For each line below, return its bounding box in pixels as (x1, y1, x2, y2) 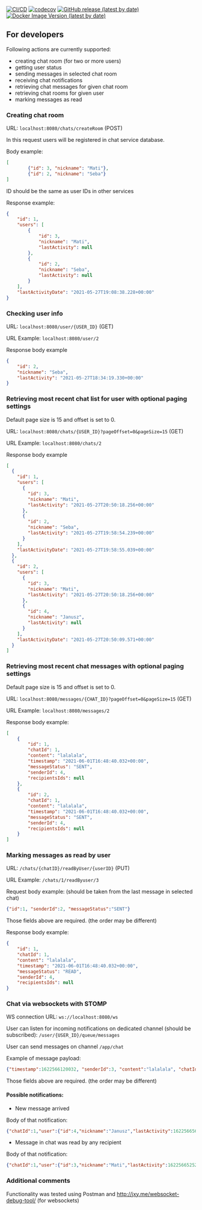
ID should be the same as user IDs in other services (6, 187, 134, 194)
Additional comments (6, 1177, 70, 1185)
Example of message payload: (6, 1055, 81, 1062)
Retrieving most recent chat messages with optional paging (6, 662, 185, 670)
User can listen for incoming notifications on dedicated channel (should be (6, 1025, 191, 1032)
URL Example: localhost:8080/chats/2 (6, 439, 102, 447)
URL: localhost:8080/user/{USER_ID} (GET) (6, 323, 114, 330)
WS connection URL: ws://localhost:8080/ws (6, 1013, 118, 1021)
